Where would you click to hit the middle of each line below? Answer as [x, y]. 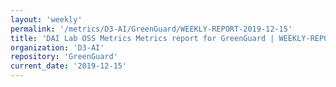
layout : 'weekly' [46, 19]
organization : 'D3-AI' [57, 47]
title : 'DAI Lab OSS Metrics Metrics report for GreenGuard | [142, 38]
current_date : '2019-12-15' [69, 66]
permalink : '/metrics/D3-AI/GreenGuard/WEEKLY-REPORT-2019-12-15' [151, 29]
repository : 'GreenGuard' [64, 57]
